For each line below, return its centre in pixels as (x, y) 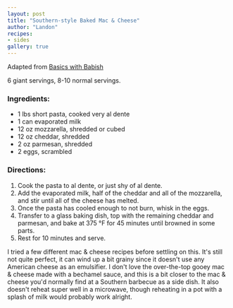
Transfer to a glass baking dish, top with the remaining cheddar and (115, 215)
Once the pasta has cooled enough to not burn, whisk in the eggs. (113, 208)
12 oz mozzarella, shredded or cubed (71, 129)
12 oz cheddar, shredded (53, 137)
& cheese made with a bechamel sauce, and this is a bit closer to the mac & (117, 274)
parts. (26, 230)
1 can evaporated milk (49, 122)
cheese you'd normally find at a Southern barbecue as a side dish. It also (113, 282)
